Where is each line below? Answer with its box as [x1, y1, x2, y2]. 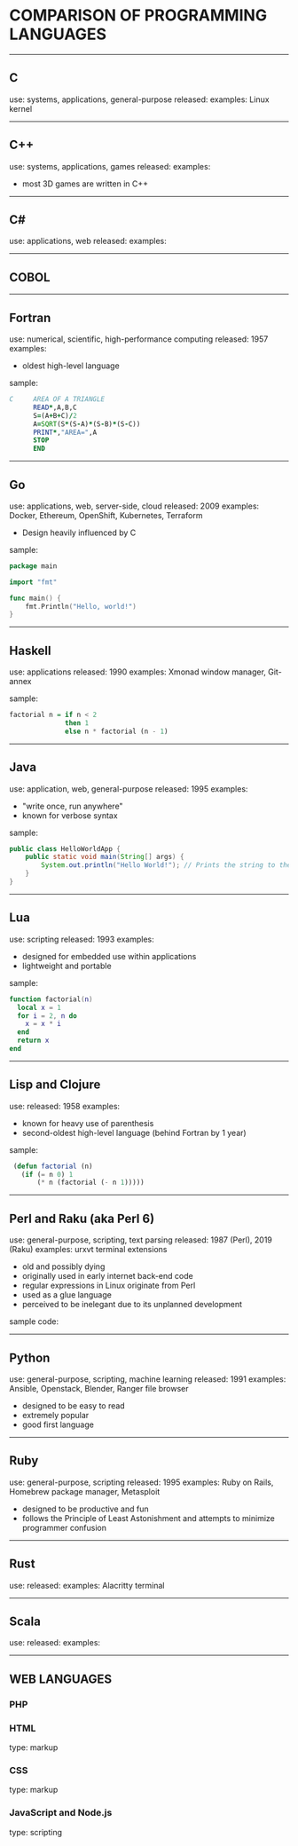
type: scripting [9, 1826, 63, 1837]
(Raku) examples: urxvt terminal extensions [9, 1244, 168, 1255]
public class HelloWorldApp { [9, 844, 122, 853]
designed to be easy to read [21, 1400, 126, 1411]
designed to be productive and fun [21, 1503, 149, 1514]
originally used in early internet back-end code [21, 1271, 193, 1282]
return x [17, 1036, 50, 1045]
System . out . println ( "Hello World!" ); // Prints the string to [41, 861, 276, 870]
